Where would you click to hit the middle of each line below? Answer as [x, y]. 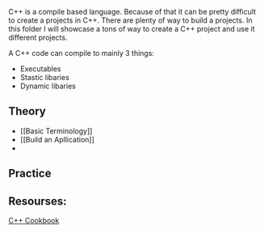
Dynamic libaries [48, 86]
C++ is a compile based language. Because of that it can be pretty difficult [132, 12]
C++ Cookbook [34, 221]
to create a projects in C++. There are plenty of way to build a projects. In [130, 20]
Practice [30, 174]
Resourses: [38, 201]
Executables [41, 69]
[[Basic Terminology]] [56, 131]
